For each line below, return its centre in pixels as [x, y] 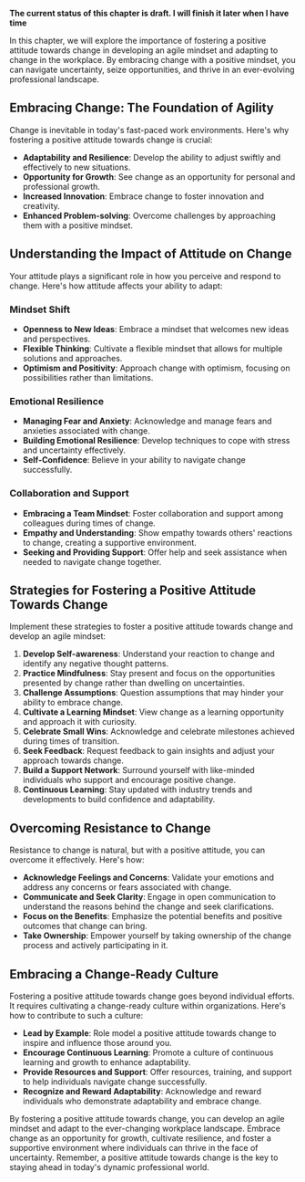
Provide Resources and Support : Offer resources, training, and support [157, 1072]
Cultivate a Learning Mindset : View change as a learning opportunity [153, 712]
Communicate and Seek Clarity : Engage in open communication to [149, 897]
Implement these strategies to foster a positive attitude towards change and [151, 627]
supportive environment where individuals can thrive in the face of [134, 1147]
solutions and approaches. [72, 358]
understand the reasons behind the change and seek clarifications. [148, 906]
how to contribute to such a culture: [76, 1015]
